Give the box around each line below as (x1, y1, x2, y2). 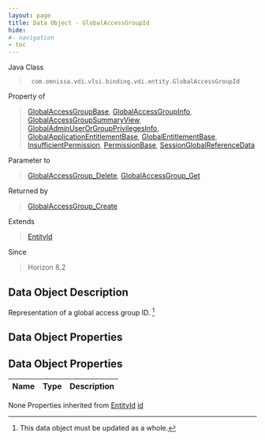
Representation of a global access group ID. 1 (8, 306, 155, 317)
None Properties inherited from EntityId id (8, 400, 144, 410)
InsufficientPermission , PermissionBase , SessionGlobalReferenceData (27, 140, 255, 150)
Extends (8, 217, 35, 226)
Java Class (8, 62, 44, 72)
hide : (8, 26, 26, 34)
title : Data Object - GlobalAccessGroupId (8, 19, 150, 27)
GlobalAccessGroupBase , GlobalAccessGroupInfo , (27, 107, 192, 117)
